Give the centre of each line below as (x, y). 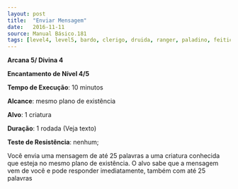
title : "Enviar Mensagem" (47, 20)
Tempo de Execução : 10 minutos (56, 87)
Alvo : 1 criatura (29, 115)
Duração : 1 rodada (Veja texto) (52, 128)
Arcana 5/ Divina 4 (35, 60)
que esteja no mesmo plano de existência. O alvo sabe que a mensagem (113, 164)
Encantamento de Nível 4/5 (49, 74)
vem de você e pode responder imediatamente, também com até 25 (107, 171)
